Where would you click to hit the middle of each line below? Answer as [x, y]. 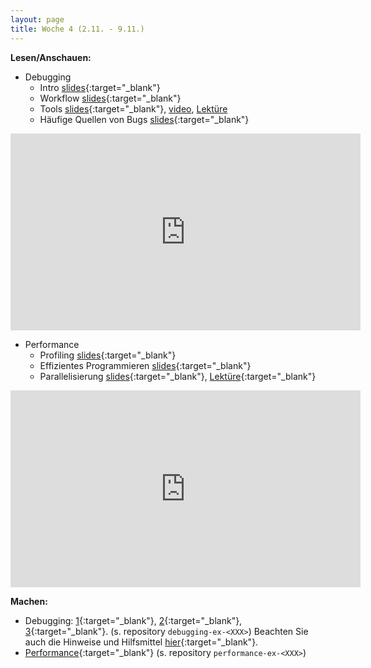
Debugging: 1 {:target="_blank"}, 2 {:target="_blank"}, [133, 620]
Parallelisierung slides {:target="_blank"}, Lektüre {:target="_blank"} [178, 376]
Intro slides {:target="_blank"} [100, 87]
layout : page [37, 19]
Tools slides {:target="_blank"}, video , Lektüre [133, 108]
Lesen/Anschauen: [51, 57]
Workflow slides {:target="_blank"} [110, 98]
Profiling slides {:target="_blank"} [108, 355]
